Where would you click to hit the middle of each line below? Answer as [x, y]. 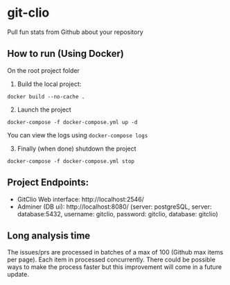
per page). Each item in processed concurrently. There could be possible [112, 260]
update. [18, 275]
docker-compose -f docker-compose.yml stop [71, 161]
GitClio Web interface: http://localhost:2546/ [80, 199]
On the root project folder [43, 70]
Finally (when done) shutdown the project [77, 148]
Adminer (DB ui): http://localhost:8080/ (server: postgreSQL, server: [114, 207]
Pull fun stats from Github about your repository [75, 32]
